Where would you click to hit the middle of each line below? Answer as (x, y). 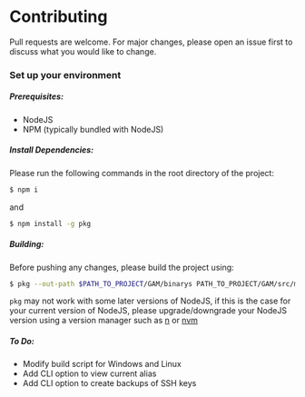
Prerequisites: (37, 96)
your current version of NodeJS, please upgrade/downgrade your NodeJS (148, 311)
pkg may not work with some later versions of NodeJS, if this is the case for (150, 301)
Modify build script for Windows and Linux (102, 364)
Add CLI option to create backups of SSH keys (109, 383)
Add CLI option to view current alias (89, 373)
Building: (27, 244)
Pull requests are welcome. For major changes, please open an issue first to (151, 42)
